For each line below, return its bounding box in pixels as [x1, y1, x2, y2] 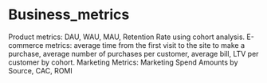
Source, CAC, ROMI [8, 65, 73, 75]
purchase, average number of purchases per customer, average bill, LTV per [8, 49, 259, 58]
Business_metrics [8, 6, 130, 24]
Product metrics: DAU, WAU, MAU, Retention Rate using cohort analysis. [8, 32, 245, 41]
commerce [8, 40, 44, 49]
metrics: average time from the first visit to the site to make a [45, 40, 245, 49]
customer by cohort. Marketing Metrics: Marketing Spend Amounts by [8, 57, 238, 67]
